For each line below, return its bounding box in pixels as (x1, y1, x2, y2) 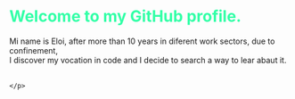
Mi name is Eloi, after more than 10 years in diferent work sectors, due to (9, 36, 275, 46)
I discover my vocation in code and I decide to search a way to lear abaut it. (9, 54, 287, 65)
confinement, (9, 45, 58, 55)
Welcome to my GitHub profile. (9, 6, 242, 27)
